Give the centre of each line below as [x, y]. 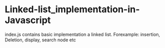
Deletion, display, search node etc [40, 40]
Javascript [28, 20]
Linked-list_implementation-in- [72, 9]
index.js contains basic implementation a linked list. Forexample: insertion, [82, 34]
